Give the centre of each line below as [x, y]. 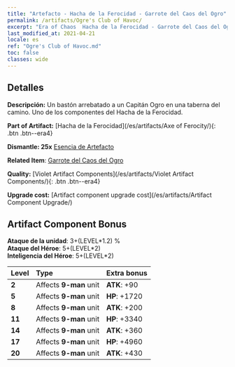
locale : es [23, 40]
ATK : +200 [124, 307]
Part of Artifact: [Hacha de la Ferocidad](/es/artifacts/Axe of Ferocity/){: [112, 125]
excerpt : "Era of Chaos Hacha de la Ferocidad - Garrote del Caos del [114, 27]
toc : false [23, 53]
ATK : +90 [122, 285]
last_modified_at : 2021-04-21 [51, 33]
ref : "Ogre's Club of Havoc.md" [54, 46]
